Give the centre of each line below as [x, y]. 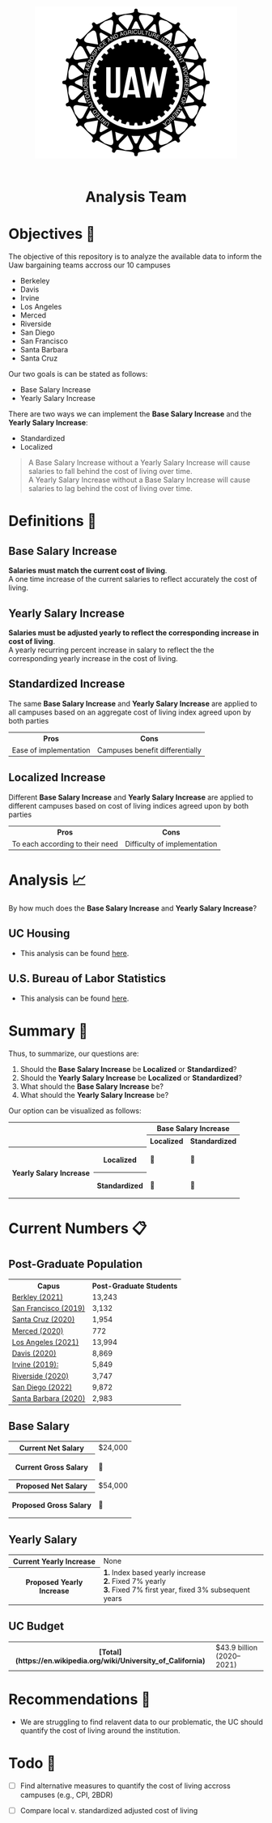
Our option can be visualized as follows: [75, 1110]
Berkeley [35, 281]
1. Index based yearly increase [155, 1573]
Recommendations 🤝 [80, 1699]
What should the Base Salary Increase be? [92, 1086]
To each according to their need [65, 843]
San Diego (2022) [42, 1387]
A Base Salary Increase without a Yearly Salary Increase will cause [139, 463]
